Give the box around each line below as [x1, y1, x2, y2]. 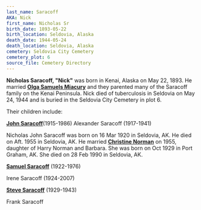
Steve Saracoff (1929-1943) [6, 186, 77, 194]
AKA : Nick [6, 15, 32, 21]
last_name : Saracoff [6, 9, 59, 15]
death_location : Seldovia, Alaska [6, 43, 94, 49]
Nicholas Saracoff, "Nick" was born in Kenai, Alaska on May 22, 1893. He [6, 77, 192, 84]
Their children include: [6, 108, 63, 115]
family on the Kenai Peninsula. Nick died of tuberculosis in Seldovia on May [6, 89, 195, 97]
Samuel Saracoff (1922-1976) [6, 163, 81, 170]
